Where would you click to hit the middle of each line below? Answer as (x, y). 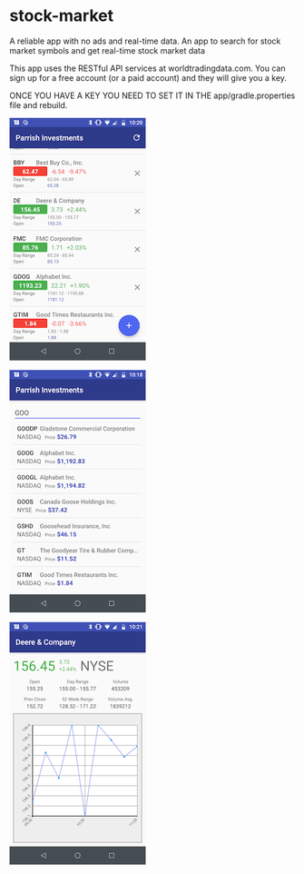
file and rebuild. (39, 104)
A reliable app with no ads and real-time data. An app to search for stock (145, 41)
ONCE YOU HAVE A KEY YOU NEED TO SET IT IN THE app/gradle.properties (152, 95)
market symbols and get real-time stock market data (108, 50)
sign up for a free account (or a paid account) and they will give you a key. (148, 77)
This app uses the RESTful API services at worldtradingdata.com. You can (147, 68)
